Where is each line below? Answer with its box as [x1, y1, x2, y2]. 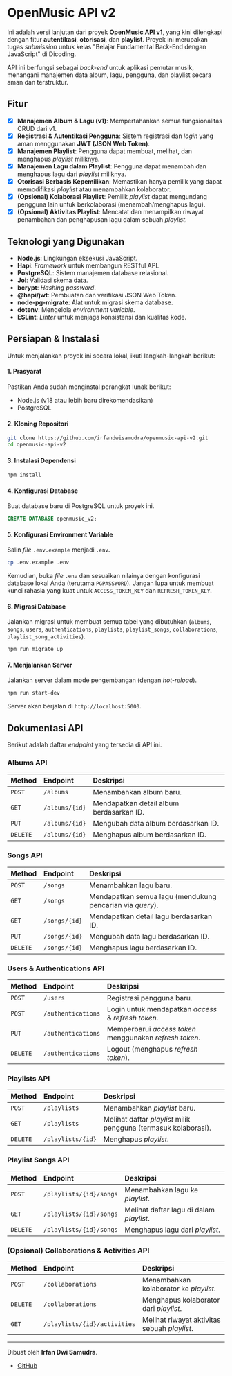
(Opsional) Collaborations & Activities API [7, 1246, 150, 1255]
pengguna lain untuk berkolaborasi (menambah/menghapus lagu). [17, 200, 206, 209]
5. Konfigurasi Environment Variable [7, 530, 113, 539]
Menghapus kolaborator [142, 1295, 220, 1305]
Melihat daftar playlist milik [103, 1115, 191, 1124]
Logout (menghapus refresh [106, 1045, 198, 1054]
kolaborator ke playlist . [142, 1284, 216, 1294]
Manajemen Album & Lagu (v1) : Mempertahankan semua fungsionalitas [17, 116, 222, 125]
